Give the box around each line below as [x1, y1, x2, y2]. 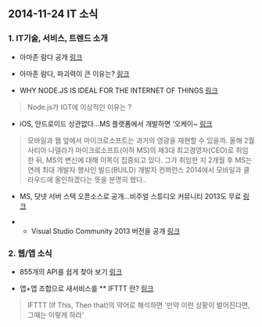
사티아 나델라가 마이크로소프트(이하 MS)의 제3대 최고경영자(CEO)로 [27, 145, 235, 154]
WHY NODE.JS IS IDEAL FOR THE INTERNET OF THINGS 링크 [19, 85, 218, 95]
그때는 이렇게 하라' [27, 310, 84, 319]
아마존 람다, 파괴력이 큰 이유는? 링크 [19, 69, 130, 78]
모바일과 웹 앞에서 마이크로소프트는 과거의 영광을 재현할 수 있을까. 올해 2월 [27, 136, 255, 145]
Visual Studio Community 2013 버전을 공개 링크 [31, 226, 181, 235]
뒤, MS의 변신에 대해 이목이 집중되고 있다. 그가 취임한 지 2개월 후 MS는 [35, 155, 253, 165]
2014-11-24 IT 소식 [8, 7, 99, 21]
